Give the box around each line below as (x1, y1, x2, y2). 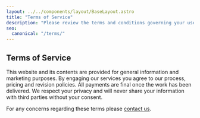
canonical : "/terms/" (11, 31, 65, 37)
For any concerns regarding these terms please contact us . (6, 105, 152, 112)
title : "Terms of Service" (6, 14, 73, 20)
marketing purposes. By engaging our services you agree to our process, (6, 75, 186, 82)
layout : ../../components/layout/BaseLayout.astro (6, 8, 135, 15)
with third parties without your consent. (6, 93, 103, 101)
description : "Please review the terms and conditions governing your (6, 20, 185, 25)
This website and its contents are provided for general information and (6, 68, 179, 75)
